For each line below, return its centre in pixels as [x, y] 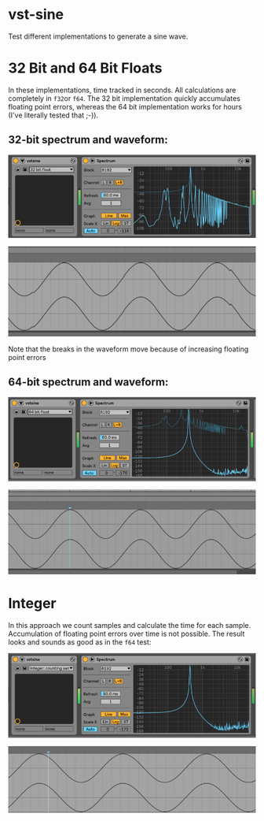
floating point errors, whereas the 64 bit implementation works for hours [125, 106]
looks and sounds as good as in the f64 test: [80, 642]
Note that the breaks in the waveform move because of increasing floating [128, 349]
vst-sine [36, 15]
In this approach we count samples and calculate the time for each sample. [130, 625]
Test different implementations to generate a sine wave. [98, 36]
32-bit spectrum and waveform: [88, 140]
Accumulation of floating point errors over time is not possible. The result [126, 633]
